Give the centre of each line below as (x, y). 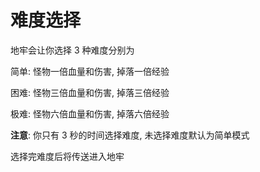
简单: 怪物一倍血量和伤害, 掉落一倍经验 (90, 71)
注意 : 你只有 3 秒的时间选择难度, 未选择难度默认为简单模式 (130, 135)
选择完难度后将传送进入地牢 (67, 156)
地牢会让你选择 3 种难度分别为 (72, 50)
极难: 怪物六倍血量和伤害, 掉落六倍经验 (90, 113)
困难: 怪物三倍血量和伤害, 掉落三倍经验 (90, 92)
